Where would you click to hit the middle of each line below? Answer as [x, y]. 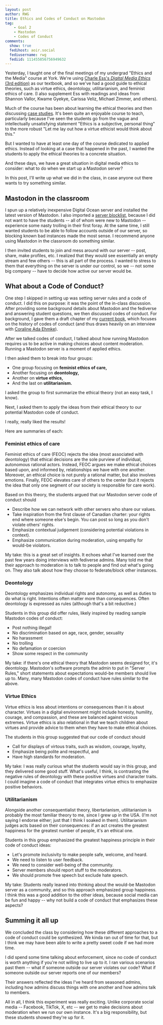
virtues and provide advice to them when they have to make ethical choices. [81, 728]
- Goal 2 [23, 28]
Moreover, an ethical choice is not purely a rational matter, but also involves [81, 475]
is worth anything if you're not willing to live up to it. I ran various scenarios [80, 962]
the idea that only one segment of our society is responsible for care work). [81, 485]
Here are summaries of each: [34, 431]
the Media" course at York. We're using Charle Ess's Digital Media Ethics [78, 78]
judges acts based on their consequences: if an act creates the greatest [77, 825]
